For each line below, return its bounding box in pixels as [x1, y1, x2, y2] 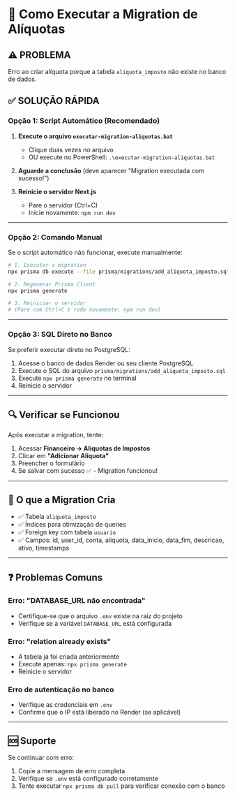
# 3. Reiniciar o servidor [8, 300, 86, 307]
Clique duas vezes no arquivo [28, 145, 114, 154]
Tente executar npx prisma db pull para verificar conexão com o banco [17, 782, 225, 790]
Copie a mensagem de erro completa [17, 767, 126, 775]
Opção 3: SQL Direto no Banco [8, 330, 112, 339]
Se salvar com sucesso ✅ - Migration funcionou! [17, 467, 158, 475]
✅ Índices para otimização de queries [17, 520, 126, 529]
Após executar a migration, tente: [8, 431, 104, 439]
